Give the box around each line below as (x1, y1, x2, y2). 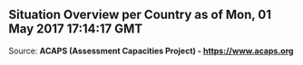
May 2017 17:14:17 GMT (8, 22, 143, 37)
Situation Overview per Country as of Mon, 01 (8, 7, 272, 23)
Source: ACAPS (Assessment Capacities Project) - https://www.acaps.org (8, 45, 294, 56)
